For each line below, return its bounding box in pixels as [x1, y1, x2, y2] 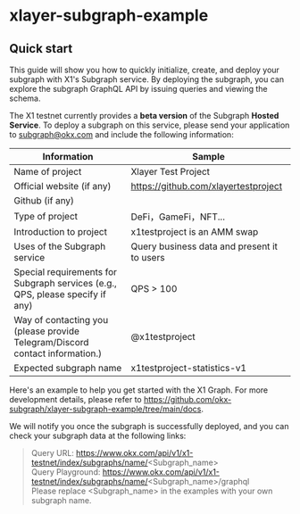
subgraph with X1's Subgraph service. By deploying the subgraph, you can [9, 74, 284, 85]
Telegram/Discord [13, 336, 89, 348]
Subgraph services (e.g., [13, 278, 118, 289]
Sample [191, 151, 226, 162]
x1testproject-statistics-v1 [130, 362, 247, 374]
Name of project [13, 166, 82, 178]
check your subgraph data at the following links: [9, 430, 187, 441]
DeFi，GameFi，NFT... [130, 211, 226, 223]
